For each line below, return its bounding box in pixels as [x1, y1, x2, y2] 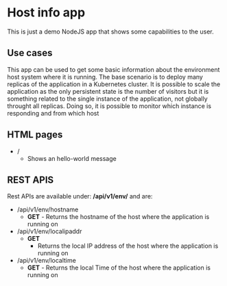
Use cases [7, 47, 53, 59]
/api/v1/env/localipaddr [16, 227, 82, 235]
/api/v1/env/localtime [16, 257, 77, 265]
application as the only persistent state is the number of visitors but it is [7, 87, 209, 95]
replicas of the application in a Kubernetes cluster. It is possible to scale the [7, 80, 221, 88]
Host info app [7, 5, 86, 21]
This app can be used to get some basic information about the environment [7, 65, 220, 73]
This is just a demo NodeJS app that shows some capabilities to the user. [7, 27, 214, 36]
